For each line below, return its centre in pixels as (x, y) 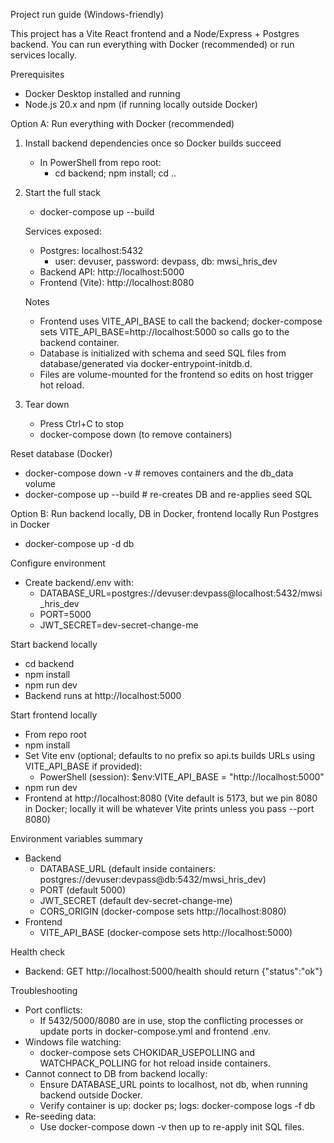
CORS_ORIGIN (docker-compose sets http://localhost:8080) (163, 911)
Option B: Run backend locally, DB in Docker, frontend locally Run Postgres (164, 513)
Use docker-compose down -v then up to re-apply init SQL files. (172, 1127)
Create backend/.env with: (79, 582)
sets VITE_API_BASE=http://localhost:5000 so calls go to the (164, 332)
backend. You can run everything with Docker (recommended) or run (152, 44)
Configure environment (58, 563)
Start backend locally (54, 644)
